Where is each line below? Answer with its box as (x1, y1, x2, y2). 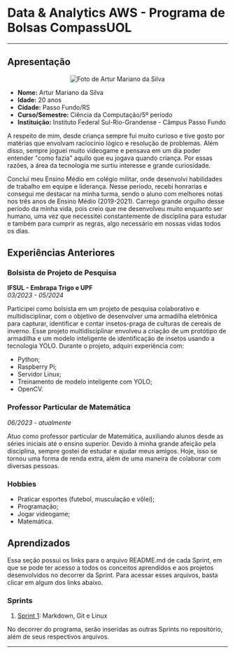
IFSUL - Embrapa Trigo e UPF (7, 284, 93, 292)
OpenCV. (17, 385, 44, 393)
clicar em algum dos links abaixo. (7, 578, 104, 586)
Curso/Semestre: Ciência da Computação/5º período (17, 110, 173, 119)
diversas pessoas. (7, 461, 59, 470)
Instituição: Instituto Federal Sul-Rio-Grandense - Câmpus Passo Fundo (17, 117, 226, 126)
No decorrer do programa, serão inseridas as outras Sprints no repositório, (7, 625, 223, 634)
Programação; (17, 502, 59, 511)
